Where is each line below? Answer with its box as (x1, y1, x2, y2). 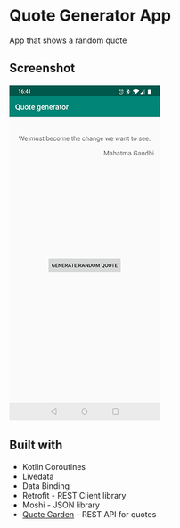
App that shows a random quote (9, 35, 127, 46)
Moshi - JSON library (21, 499, 101, 510)
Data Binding (21, 480, 70, 491)
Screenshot (9, 61, 76, 76)
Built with (9, 438, 63, 453)
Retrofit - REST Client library (21, 490, 127, 500)
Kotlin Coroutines (21, 461, 86, 472)
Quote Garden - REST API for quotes (21, 508, 157, 519)
